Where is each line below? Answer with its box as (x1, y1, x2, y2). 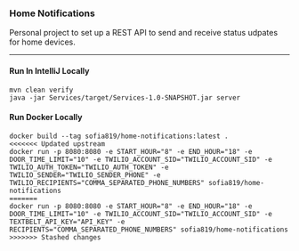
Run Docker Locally (9, 112, 83, 123)
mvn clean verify (9, 85, 74, 94)
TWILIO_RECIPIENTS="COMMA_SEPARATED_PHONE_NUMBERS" (9, 178, 205, 187)
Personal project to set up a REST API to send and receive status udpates (9, 28, 279, 38)
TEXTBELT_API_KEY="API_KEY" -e (9, 217, 125, 226)
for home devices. (9, 36, 76, 47)
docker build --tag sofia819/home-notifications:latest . (9, 132, 229, 141)
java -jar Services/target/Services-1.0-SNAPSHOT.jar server (9, 93, 241, 102)
